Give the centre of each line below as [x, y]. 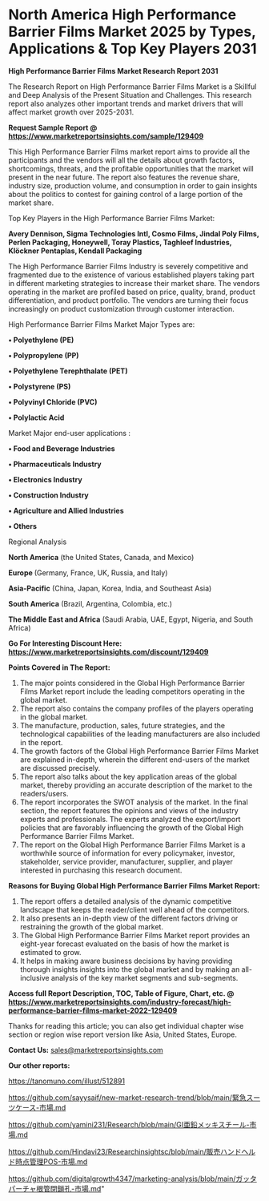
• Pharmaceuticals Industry [55, 464]
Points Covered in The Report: [59, 667]
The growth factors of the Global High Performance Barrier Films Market [139, 751]
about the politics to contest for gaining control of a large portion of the [126, 194]
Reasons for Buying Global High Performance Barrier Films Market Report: [134, 885]
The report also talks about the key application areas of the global [128, 776]
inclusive [34, 977]
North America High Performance [122, 15]
